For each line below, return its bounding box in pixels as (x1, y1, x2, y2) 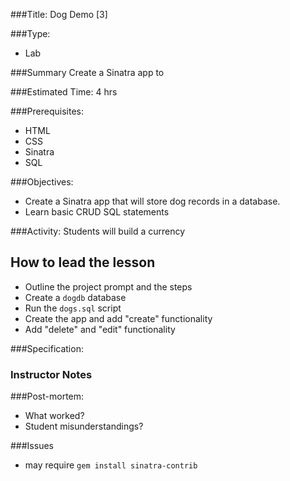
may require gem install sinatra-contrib (24, 459, 198, 471)
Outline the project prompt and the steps (24, 280, 193, 293)
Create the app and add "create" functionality (24, 312, 213, 324)
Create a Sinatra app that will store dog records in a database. (24, 195, 281, 207)
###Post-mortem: (10, 390, 85, 403)
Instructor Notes (10, 367, 93, 381)
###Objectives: (10, 176, 74, 188)
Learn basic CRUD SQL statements (24, 206, 170, 218)
